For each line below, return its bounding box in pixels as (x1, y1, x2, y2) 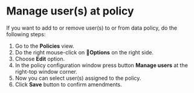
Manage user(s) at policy (6, 4, 134, 18)
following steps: (6, 30, 46, 37)
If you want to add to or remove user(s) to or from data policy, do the (6, 24, 177, 31)
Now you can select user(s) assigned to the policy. (15, 74, 141, 82)
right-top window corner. (15, 68, 77, 75)
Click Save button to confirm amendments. (15, 80, 122, 88)
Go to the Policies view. (15, 42, 74, 50)
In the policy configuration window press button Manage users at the (15, 62, 189, 69)
